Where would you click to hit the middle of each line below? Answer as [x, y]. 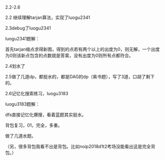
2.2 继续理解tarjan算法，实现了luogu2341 [48, 17]
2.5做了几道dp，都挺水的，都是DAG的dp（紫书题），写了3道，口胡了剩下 [80, 77]
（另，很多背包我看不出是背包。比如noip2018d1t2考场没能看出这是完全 [78, 146]
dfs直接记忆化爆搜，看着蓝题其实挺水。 [46, 115]
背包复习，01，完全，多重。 [34, 125]
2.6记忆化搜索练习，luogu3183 [37, 93]
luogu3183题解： [22, 104]
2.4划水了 [15, 66]
